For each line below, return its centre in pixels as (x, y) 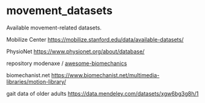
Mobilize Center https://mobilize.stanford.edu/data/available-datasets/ (95, 39)
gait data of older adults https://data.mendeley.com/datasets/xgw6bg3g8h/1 (102, 93)
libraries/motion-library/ (36, 82)
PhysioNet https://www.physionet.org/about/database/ (76, 51)
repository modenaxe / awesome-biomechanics (67, 63)
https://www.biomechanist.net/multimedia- (105, 75)
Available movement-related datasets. (54, 28)
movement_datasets (60, 11)
